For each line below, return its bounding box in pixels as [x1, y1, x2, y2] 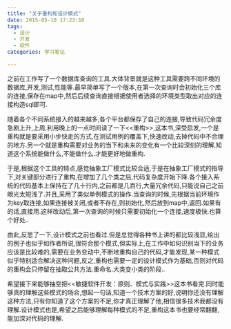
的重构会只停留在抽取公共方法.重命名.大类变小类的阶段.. [7, 265, 165, 273]
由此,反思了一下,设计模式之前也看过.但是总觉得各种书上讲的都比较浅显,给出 [7, 230, 220, 239]
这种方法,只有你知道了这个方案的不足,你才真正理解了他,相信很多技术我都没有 [7, 297, 224, 305]
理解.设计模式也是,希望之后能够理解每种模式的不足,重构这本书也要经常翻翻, [7, 305, 220, 314]
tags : [7, 23, 23, 30]
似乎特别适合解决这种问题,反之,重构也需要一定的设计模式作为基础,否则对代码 [7, 256, 224, 264]
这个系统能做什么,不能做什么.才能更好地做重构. [12, 149, 146, 157]
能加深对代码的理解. [7, 314, 64, 322]
